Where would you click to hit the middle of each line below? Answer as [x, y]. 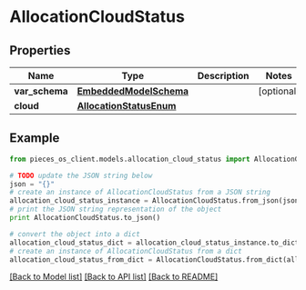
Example [35, 138]
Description [223, 76]
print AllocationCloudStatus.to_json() [85, 218]
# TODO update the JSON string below [81, 175]
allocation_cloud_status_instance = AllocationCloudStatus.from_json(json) [156, 201]
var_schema [41, 91]
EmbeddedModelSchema [133, 91]
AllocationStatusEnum [127, 106]
